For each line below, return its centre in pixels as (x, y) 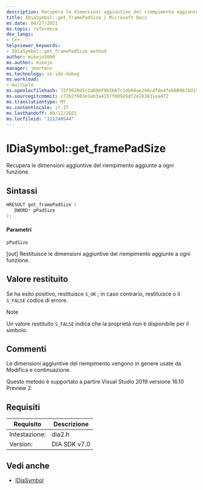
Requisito (27, 424)
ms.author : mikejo (29, 62)
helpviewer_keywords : (34, 46)
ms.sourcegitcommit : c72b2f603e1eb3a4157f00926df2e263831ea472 (88, 96)
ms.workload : (23, 79)
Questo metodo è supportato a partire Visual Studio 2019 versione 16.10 (95, 382)
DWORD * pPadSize (35, 210)
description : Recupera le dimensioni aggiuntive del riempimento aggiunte (102, 12)
